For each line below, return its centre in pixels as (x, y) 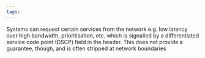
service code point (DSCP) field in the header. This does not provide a (95, 42)
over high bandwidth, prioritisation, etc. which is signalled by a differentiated (103, 35)
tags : (13, 12)
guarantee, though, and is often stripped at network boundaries (86, 48)
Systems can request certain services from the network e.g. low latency (97, 29)
